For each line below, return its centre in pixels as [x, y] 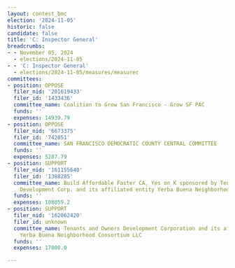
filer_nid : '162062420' [48, 216]
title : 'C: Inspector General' [53, 40]
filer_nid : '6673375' [45, 131]
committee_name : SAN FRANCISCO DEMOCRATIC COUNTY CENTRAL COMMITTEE [115, 144]
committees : [24, 79]
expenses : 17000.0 [41, 248]
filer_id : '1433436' [43, 99]
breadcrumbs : [26, 46]
